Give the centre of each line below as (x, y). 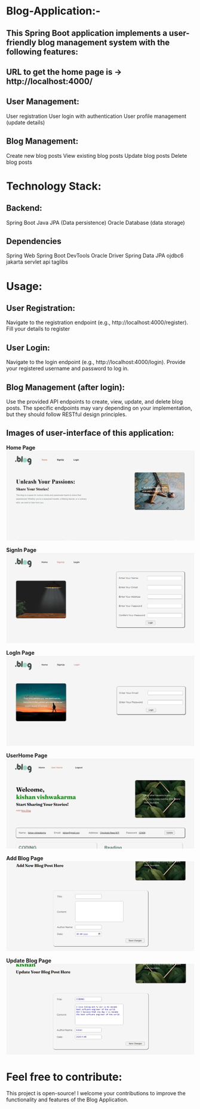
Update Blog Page (29, 960)
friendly (21, 42)
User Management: (43, 102)
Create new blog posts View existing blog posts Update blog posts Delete (97, 155)
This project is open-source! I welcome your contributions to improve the (96, 1093)
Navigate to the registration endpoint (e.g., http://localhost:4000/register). (97, 323)
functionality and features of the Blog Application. (67, 1100)
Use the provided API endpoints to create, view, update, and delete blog (95, 402)
